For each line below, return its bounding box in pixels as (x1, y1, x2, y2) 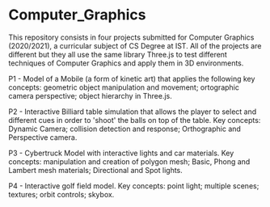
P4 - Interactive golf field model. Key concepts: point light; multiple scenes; (8, 180, 259, 191)
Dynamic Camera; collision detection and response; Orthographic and (8, 124, 241, 133)
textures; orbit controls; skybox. (8, 189, 115, 199)
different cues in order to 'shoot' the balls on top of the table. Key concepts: (8, 115, 261, 125)
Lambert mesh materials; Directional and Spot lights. (8, 165, 184, 175)
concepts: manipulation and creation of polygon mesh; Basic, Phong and (8, 156, 251, 167)
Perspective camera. (8, 132, 78, 142)
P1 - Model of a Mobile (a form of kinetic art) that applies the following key (8, 74, 255, 83)
